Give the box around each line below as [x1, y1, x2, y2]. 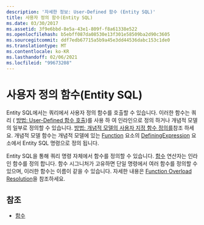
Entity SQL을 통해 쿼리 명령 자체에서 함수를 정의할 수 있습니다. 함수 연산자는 [6, 153, 187, 160]
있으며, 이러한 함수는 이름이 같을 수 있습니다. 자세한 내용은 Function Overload [6, 168, 192, 175]
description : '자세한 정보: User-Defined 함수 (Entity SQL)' [6, 9, 156, 15]
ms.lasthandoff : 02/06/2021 [6, 54, 78, 60]
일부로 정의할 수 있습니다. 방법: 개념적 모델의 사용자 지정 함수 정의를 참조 [12, 124, 183, 131]
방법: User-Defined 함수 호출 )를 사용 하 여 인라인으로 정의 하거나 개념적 [16, 117, 187, 124]
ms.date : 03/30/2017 [6, 20, 59, 26]
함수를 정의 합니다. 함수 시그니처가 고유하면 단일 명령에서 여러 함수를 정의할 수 [12, 160, 198, 167]
